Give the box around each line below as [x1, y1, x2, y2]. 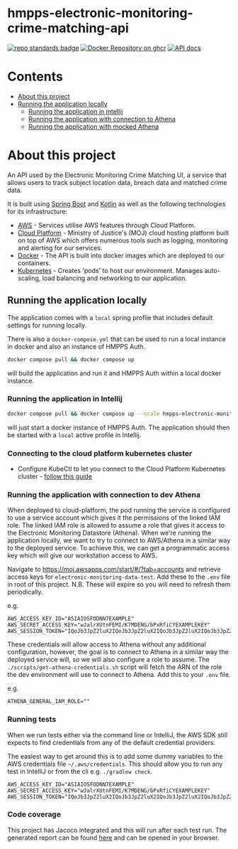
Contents [7, 69, 64, 85]
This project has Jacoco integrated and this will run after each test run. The [7, 826, 227, 834]
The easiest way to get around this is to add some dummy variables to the [7, 752, 223, 760]
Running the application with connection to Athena [28, 114, 176, 123]
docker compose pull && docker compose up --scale [7, 410, 160, 417]
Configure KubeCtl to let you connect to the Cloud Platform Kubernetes [17, 464, 225, 473]
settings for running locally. [7, 321, 87, 329]
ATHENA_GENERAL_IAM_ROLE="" [7, 698, 91, 705]
